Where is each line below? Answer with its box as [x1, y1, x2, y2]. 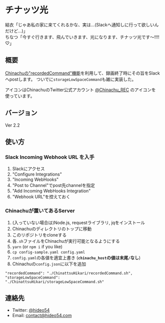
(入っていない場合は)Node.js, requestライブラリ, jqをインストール [12, 219, 145, 225]
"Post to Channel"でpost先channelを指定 [12, 182, 95, 188]
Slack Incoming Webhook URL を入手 [5, 153, 95, 160]
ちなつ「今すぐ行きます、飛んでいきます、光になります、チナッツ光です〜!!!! [5, 34, 160, 40]
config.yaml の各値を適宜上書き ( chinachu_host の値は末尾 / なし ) [12, 254, 141, 260]
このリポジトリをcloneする [12, 232, 67, 238]
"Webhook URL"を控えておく [12, 194, 71, 200]
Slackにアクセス [12, 166, 45, 172]
